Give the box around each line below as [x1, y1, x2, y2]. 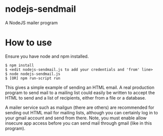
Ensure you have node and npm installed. [5, 53, 89, 59]
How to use [5, 37, 52, 48]
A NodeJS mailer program [5, 20, 58, 26]
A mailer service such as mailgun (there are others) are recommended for [5, 104, 154, 110]
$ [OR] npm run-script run [5, 75, 61, 81]
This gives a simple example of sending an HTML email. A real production [5, 84, 155, 90]
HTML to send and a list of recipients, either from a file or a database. [5, 95, 146, 101]
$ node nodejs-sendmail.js [5, 71, 61, 76]
